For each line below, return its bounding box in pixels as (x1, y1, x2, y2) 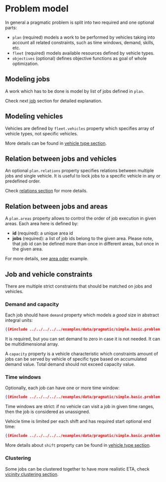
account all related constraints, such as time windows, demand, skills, (12, 39, 155, 45)
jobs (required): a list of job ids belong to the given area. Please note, (12, 236, 154, 241)
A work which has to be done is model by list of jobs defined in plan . (5, 88, 144, 94)
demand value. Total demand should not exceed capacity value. (5, 361, 135, 367)
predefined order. (5, 178, 41, 184)
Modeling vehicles (5, 112, 63, 120)
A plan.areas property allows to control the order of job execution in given (5, 215, 157, 221)
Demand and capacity (5, 301, 59, 307)
